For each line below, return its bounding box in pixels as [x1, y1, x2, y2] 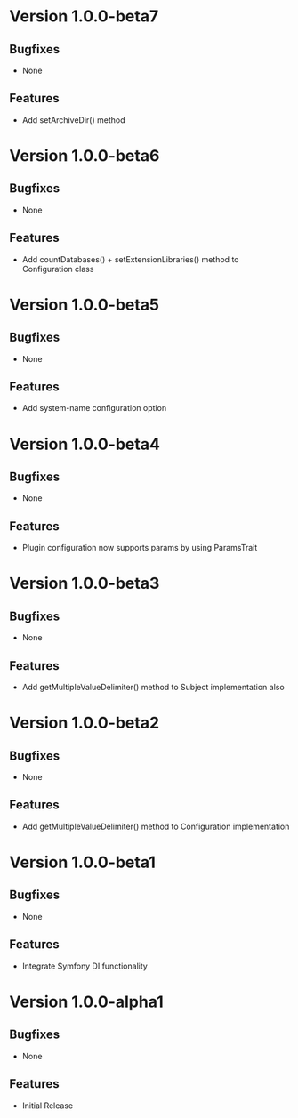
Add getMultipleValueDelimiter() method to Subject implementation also [21, 682, 285, 693]
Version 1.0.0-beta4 [9, 434, 160, 454]
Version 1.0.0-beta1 [9, 852, 156, 873]
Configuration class [21, 263, 94, 274]
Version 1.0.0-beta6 [9, 146, 160, 165]
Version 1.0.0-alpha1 [9, 992, 165, 1011]
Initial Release [21, 1100, 74, 1111]
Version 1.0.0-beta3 [9, 574, 160, 593]
